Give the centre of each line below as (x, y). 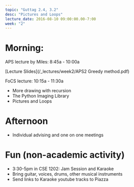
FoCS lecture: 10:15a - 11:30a (34, 81)
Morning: (24, 48)
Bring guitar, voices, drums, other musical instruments (67, 174)
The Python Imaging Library (41, 96)
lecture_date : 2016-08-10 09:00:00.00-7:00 (51, 19)
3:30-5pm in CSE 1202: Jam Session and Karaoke (63, 169)
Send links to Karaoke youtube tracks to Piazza (60, 180)
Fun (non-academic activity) (65, 155)
